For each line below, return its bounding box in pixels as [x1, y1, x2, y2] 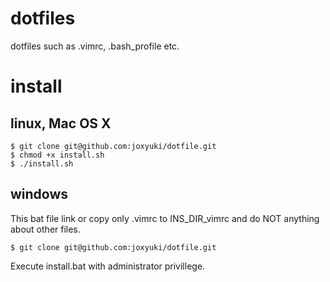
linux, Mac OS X [10, 115, 112, 132]
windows [10, 186, 69, 203]
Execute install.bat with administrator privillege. [10, 260, 206, 272]
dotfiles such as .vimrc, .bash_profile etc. [10, 40, 180, 52]
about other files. [10, 223, 81, 235]
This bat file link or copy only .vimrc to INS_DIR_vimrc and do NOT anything [10, 212, 320, 224]
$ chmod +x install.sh [10, 150, 105, 160]
